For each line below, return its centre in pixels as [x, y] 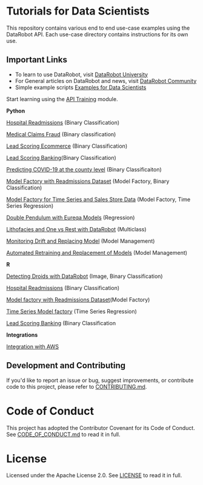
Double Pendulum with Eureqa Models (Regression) [71, 217]
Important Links [37, 60]
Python [16, 111]
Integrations [22, 335]
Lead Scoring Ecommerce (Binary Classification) [67, 146]
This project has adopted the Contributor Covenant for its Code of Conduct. [101, 427]
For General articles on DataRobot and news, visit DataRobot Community [106, 81]
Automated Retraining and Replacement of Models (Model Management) [97, 252]
